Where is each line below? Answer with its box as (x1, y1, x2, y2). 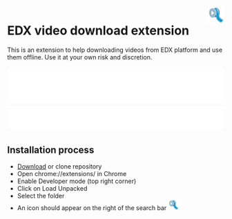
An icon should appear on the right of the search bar (17, 203, 167, 212)
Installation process (7, 144, 95, 155)
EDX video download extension (7, 23, 190, 39)
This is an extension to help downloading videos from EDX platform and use (7, 46, 223, 54)
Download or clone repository (17, 162, 102, 171)
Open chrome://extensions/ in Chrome (17, 169, 127, 178)
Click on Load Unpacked (17, 184, 88, 192)
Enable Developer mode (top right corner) (17, 177, 137, 185)
